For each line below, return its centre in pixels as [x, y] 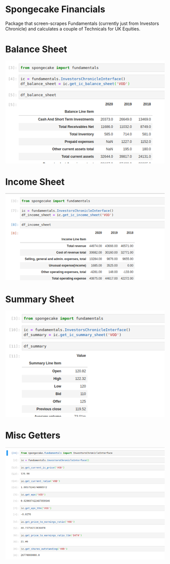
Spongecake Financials [55, 9]
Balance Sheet [36, 49]
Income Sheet [35, 182]
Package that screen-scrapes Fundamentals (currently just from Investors [82, 23]
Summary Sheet [40, 299]
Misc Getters [33, 435]
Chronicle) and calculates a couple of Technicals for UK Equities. [73, 28]
